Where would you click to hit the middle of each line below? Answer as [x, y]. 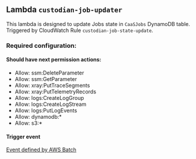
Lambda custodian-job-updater [64, 10]
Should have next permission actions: [54, 60]
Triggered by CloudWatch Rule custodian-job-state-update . [80, 30]
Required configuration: [41, 46]
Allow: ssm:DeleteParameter [49, 73]
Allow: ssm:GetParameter [46, 79]
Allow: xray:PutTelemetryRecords [56, 92]
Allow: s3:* [29, 123]
